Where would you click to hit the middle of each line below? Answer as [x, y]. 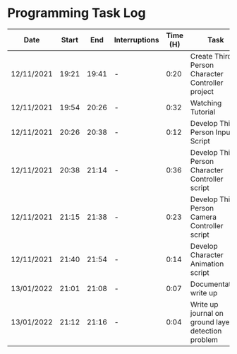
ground [202, 321]
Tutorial [203, 112]
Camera [203, 217]
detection [206, 331]
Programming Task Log [77, 13]
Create [201, 56]
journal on [207, 313]
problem [204, 339]
